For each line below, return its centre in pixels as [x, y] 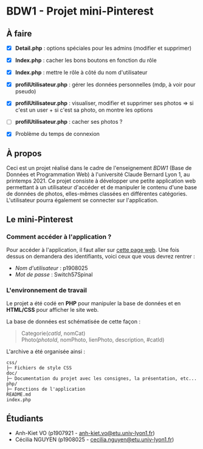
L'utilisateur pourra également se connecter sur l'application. [82, 200]
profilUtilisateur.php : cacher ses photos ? [69, 122]
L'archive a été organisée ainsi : [46, 352]
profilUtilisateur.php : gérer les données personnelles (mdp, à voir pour [105, 85]
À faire [19, 34]
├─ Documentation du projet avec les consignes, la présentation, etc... [102, 379]
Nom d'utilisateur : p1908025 [51, 268]
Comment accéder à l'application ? [59, 237]
